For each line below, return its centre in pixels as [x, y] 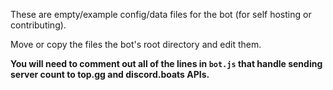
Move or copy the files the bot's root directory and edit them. [136, 44]
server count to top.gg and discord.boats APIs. [110, 74]
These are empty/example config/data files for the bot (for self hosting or [161, 14]
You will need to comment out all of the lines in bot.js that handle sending [166, 63]
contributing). [38, 25]
